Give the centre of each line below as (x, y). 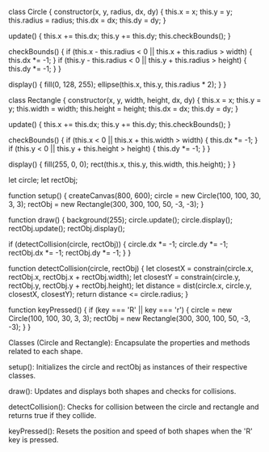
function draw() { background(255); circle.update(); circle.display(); (120, 220)
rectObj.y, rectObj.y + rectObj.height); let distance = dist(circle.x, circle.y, (130, 285)
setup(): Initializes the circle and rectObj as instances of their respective (128, 367)
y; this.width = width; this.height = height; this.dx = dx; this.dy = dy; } (123, 109)
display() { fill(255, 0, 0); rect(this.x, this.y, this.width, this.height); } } (122, 164)
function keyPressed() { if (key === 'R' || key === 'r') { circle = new (120, 310)
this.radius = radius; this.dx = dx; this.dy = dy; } (87, 20)
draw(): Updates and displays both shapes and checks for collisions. (122, 391)
